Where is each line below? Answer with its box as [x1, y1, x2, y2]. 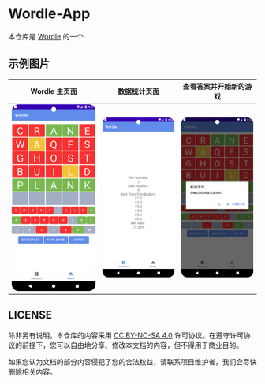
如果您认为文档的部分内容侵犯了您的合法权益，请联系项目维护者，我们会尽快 [8, 356, 257, 367]
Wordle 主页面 [30, 87, 77, 96]
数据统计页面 [118, 87, 160, 96]
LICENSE [8, 308, 53, 322]
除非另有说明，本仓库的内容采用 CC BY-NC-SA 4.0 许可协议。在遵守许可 [8, 330, 244, 340]
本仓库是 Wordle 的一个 [8, 32, 84, 41]
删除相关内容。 [8, 367, 57, 376]
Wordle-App [8, 5, 91, 23]
